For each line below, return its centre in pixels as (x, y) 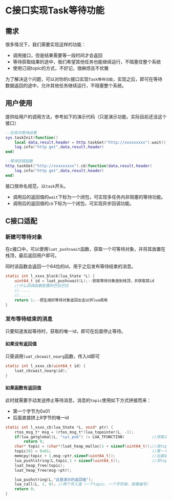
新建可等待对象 (24, 237)
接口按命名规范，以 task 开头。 (37, 186)
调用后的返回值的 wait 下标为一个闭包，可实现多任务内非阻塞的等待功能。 (89, 197)
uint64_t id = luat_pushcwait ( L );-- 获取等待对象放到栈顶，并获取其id (84, 281)
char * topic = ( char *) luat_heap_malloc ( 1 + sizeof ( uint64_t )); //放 (88, 447)
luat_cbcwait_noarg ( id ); (41, 370)
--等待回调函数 (19, 161)
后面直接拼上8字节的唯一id (41, 417)
